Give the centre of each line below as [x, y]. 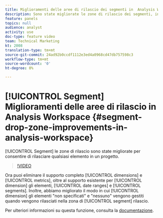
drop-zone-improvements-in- [66, 127]
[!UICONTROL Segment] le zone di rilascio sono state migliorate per [73, 151]
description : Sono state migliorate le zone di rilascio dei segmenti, [79, 14]
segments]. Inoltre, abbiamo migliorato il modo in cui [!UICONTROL [72, 190]
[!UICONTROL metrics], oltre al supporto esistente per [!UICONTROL [73, 180]
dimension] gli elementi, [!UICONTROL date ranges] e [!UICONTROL [73, 185]
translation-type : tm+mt [30, 50]
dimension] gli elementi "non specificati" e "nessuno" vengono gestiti [74, 196]
